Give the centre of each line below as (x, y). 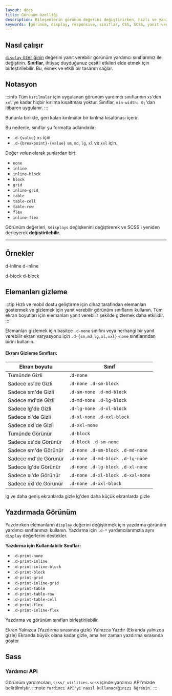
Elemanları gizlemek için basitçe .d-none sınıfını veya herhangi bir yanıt (80, 331)
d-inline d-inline (22, 266)
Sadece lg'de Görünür (34, 467)
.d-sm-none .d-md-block (98, 392)
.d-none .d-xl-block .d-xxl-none (110, 475)
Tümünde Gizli (25, 375)
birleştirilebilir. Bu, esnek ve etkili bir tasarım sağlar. (59, 68)
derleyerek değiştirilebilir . (33, 232)
